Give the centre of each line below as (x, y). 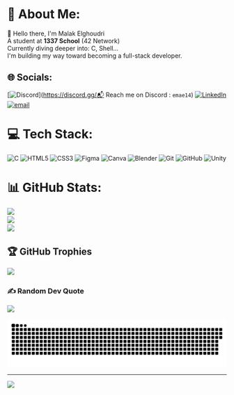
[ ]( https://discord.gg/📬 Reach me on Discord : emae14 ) (100, 95)
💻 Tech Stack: (50, 134)
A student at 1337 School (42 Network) (64, 40)
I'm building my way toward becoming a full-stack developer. (95, 56)
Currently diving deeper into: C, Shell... (63, 48)
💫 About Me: (44, 14)
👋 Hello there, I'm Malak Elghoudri (56, 33)
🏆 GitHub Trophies (50, 252)
